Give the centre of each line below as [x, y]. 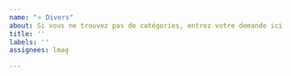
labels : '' [29, 42]
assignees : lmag [39, 50]
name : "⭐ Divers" [41, 17]
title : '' [27, 34]
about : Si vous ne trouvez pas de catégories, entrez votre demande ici [146, 26]
